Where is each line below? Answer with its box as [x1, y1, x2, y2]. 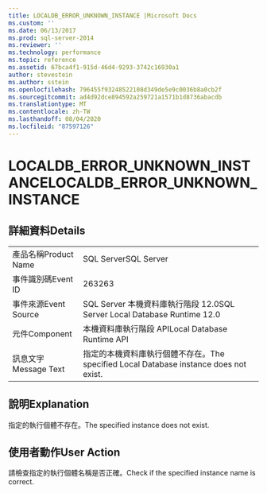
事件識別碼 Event [12, 274, 74, 285]
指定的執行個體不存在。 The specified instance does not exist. [8, 420, 210, 429]
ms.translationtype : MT [8, 100, 87, 108]
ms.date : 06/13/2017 [8, 26, 77, 34]
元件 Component [12, 328, 73, 339]
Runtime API [83, 333, 129, 344]
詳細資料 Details [8, 224, 86, 238]
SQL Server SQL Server [83, 253, 168, 264]
